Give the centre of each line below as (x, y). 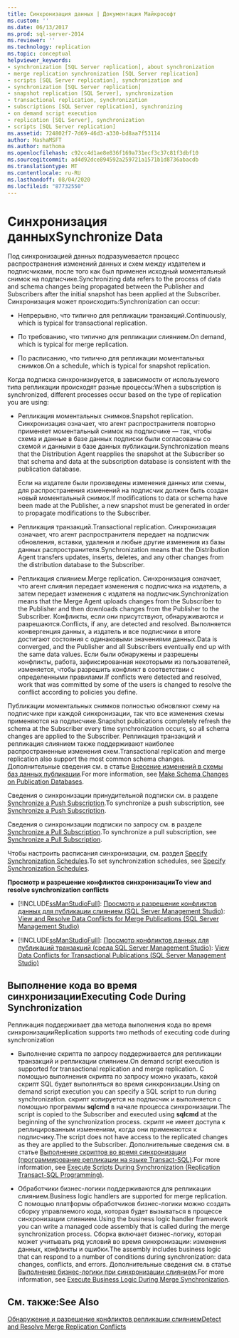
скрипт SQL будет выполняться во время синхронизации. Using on (119, 1084)
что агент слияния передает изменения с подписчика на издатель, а (122, 586)
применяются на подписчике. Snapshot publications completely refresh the (119, 721)
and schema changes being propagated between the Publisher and (106, 286)
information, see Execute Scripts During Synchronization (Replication (119, 1167)
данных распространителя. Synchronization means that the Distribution (123, 550)
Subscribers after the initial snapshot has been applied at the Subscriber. (114, 294)
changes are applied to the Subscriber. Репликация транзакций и (104, 736)
